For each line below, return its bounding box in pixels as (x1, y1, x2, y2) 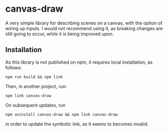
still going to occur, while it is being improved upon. (5, 31, 114, 37)
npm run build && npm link (5, 74, 63, 80)
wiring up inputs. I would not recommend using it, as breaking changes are (5, 25, 163, 31)
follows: (5, 64, 22, 70)
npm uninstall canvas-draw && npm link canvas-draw (5, 112, 118, 117)
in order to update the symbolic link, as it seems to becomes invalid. (5, 121, 149, 127)
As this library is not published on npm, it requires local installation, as (5, 59, 153, 65)
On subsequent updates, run (5, 102, 66, 108)
